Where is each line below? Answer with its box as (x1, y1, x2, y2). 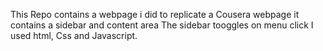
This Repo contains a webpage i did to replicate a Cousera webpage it (10, 9, 300, 20)
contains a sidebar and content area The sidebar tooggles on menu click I (10, 19, 314, 31)
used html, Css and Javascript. (10, 30, 138, 41)
